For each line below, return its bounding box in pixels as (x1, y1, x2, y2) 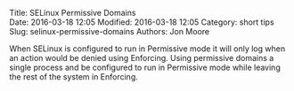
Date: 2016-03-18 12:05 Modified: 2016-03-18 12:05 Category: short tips (9, 17, 274, 27)
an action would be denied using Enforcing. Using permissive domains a (9, 53, 274, 63)
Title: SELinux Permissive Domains (9, 8, 136, 18)
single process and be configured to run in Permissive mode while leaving (9, 62, 281, 72)
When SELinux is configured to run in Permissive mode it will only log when (9, 43, 286, 54)
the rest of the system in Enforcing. (9, 72, 138, 82)
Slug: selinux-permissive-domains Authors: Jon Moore (9, 27, 210, 36)
